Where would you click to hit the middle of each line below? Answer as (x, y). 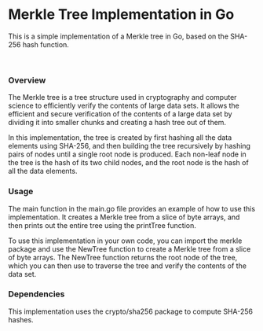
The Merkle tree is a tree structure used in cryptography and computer (122, 97)
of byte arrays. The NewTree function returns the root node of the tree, (123, 257)
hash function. (46, 44)
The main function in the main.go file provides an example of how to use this (132, 208)
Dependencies (37, 294)
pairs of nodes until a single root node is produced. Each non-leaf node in (128, 154)
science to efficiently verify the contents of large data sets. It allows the (124, 106)
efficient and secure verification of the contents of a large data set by (121, 114)
